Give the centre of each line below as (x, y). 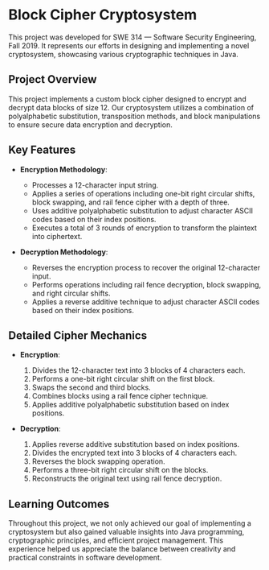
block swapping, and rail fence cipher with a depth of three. (131, 202)
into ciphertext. (57, 236)
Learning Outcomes (59, 504)
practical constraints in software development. (85, 558)
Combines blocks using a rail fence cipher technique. (120, 396)
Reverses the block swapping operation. (99, 461)
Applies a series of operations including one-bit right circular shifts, (143, 193)
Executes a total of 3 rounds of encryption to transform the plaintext (144, 228)
